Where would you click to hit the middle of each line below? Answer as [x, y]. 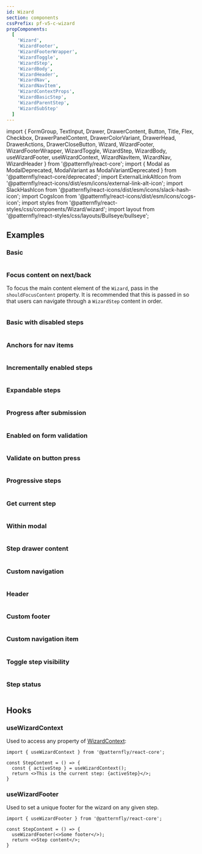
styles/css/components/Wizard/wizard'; [57, 209]
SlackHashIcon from [32, 190]
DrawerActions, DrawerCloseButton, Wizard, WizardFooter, [80, 145]
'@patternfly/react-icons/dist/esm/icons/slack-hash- [125, 190]
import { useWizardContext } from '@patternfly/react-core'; [86, 752]
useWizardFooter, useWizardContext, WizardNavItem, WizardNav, [89, 157]
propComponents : [27, 29]
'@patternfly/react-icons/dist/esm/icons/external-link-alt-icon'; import [95, 183]
